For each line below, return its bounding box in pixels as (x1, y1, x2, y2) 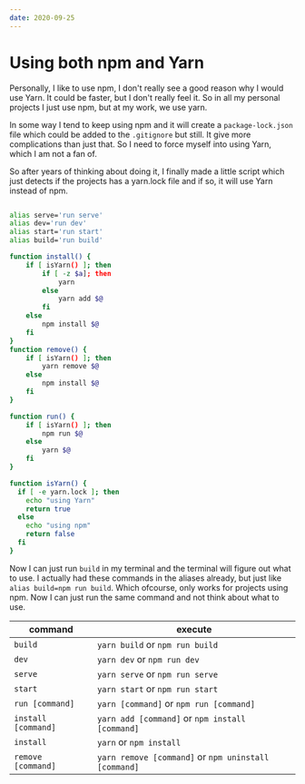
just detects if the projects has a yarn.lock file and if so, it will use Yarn (9, 175, 273, 186)
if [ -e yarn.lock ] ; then (17, 487, 120, 496)
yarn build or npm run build (96, 638, 219, 651)
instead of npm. (9, 185, 68, 196)
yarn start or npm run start (96, 682, 219, 695)
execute (176, 622, 212, 635)
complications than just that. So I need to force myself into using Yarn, (9, 138, 272, 150)
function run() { (9, 412, 75, 421)
